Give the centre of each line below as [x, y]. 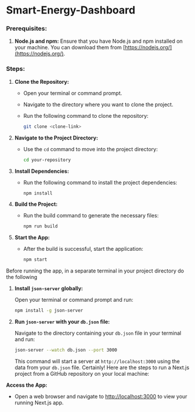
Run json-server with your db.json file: [62, 322]
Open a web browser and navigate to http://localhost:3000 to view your [101, 396]
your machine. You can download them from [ [70, 47]
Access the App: [27, 385]
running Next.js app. [39, 403]
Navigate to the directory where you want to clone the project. [98, 104]
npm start [35, 260]
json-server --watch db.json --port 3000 [66, 350]
